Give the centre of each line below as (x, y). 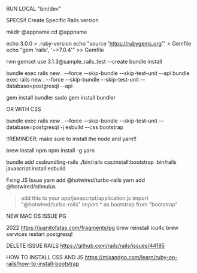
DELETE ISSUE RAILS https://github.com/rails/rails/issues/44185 (86, 246)
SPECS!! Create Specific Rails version (52, 20)
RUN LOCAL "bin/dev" (34, 9)
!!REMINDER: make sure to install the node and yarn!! (71, 139)
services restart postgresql (40, 234)
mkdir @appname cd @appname (47, 32)
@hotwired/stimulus (31, 186)
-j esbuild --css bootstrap (92, 127)
